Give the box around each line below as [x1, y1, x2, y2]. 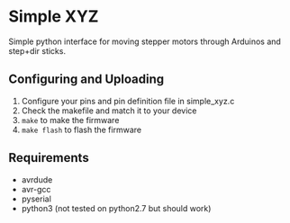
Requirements [8, 150, 89, 165]
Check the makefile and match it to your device [21, 105, 197, 116]
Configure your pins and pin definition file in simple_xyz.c [21, 95, 235, 106]
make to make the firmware [21, 114, 120, 125]
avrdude [21, 174, 53, 185]
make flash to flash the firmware [21, 124, 141, 135]
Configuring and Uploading [8, 72, 165, 87]
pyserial [21, 193, 51, 204]
